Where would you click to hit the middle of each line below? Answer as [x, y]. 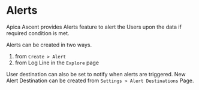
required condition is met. [38, 33]
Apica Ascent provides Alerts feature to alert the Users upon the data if [94, 27]
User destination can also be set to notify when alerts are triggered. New [96, 74]
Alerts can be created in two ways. [49, 45]
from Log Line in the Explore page [57, 63]
